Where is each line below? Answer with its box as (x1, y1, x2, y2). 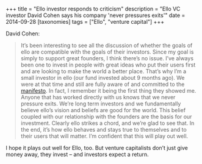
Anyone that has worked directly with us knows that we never (20, 94, 176, 101)
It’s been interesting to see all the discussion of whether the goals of (20, 42, 193, 49)
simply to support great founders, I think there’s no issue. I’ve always (20, 55, 193, 62)
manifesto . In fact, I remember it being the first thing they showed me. (20, 87, 197, 94)
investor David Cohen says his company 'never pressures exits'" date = (5, 12, 186, 19)
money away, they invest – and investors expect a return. (5, 151, 149, 158)
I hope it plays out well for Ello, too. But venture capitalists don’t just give (5, 144, 189, 151)
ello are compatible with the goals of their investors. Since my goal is (20, 48, 194, 55)
